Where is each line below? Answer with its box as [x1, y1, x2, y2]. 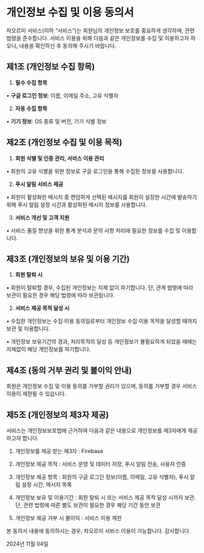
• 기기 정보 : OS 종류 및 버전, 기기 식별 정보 [6, 117, 107, 125]
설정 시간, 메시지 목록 [21, 481, 72, 488]
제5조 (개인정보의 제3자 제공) [6, 409, 109, 420]
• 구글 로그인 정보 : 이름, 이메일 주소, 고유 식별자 [6, 92, 118, 99]
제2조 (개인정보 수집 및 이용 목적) [6, 137, 123, 148]
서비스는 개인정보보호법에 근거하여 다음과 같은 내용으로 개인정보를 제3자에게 [6, 427, 187, 434]
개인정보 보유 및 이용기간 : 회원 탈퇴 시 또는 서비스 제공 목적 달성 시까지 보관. [15, 494, 196, 501]
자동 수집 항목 [15, 105, 47, 112]
